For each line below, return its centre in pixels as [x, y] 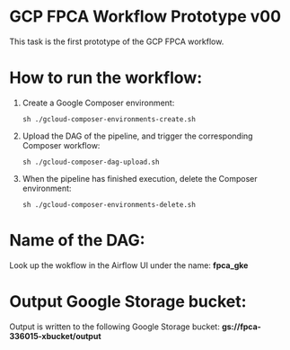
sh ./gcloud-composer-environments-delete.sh [109, 204]
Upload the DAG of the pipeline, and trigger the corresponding [137, 136]
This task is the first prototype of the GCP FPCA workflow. [117, 41]
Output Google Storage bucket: [128, 301]
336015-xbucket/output [55, 336]
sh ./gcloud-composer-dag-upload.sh [91, 162]
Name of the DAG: [77, 241]
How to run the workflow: [106, 78]
